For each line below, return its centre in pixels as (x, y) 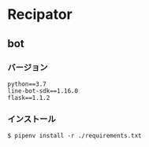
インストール (32, 119)
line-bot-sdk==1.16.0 (43, 91)
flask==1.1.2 (29, 97)
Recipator (40, 15)
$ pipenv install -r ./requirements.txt (75, 136)
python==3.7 (27, 84)
